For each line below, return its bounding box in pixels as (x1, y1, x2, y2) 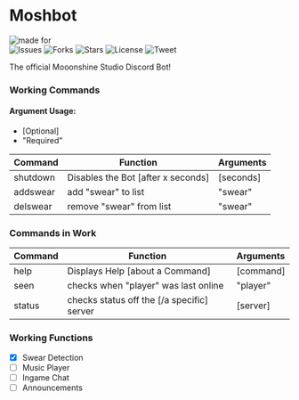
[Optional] (21, 126, 60, 136)
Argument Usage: (9, 106, 77, 117)
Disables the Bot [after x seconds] (67, 171, 210, 184)
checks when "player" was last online (67, 280, 224, 292)
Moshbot (9, 5, 77, 26)
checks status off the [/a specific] (67, 294, 209, 306)
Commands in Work (9, 226, 97, 239)
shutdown (13, 171, 56, 184)
